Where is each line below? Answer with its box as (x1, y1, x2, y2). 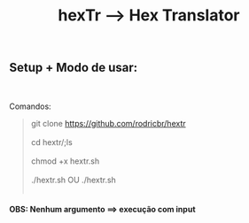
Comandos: (9, 101, 51, 111)
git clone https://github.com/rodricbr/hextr (30, 118, 186, 128)
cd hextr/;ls (30, 136, 73, 147)
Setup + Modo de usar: (9, 60, 138, 75)
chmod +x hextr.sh (30, 156, 100, 166)
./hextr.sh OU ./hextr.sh (30, 174, 117, 185)
